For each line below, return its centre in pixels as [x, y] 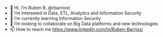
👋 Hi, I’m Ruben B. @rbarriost [40, 8]
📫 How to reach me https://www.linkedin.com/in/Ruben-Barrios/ [77, 29]
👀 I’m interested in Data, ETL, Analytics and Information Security [76, 13]
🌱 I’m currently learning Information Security [55, 18]
